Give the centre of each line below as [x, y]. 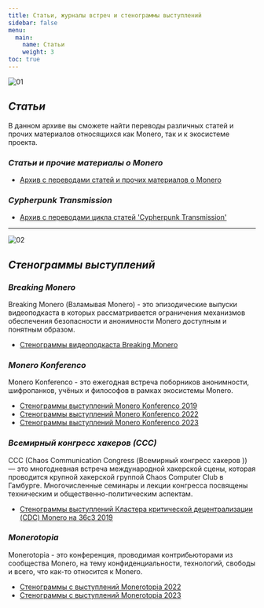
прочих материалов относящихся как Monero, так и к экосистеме [119, 134]
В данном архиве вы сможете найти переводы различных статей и [121, 125]
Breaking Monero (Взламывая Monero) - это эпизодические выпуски [123, 304]
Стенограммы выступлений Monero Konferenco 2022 [109, 414]
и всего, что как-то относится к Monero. [75, 571]
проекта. [23, 142]
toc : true [24, 60]
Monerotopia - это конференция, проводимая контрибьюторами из [121, 554]
